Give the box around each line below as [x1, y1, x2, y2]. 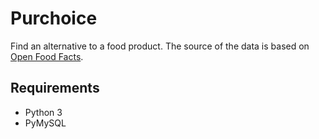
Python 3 [24, 106, 63, 118]
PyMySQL [24, 117, 67, 129]
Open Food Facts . [10, 50, 84, 62]
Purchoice [10, 7, 98, 30]
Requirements [10, 80, 100, 97]
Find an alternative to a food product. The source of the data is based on [10, 40, 310, 52]
